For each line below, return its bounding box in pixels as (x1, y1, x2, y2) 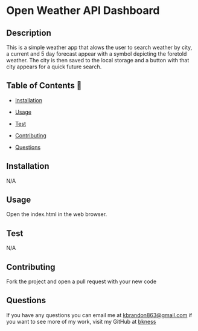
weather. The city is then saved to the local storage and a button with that (6, 57, 190, 64)
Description (6, 28, 51, 38)
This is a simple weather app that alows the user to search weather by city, (6, 44, 193, 51)
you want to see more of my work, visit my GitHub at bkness (6, 318, 156, 325)
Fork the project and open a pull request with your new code (6, 278, 157, 285)
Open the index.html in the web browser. (6, 211, 107, 218)
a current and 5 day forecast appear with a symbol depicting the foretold (6, 50, 187, 57)
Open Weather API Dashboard (6, 4, 160, 18)
